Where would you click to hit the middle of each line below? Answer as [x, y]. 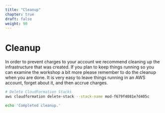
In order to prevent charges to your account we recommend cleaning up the [82, 62]
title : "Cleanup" [23, 10]
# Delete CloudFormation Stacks [38, 92]
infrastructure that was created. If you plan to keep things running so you [80, 67]
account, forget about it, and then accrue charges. [56, 83]
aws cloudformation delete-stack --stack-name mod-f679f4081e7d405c [77, 97]
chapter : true [20, 14]
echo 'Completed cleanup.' [33, 105]
